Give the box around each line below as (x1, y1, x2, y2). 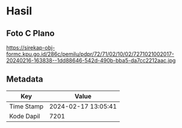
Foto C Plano (6, 28, 55, 38)
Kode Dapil (9, 112, 40, 120)
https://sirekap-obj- (6, 44, 55, 51)
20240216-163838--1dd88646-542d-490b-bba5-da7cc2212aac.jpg (6, 57, 176, 64)
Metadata (6, 74, 43, 85)
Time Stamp (9, 102, 44, 111)
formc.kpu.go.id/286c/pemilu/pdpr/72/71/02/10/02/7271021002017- (6, 50, 175, 58)
